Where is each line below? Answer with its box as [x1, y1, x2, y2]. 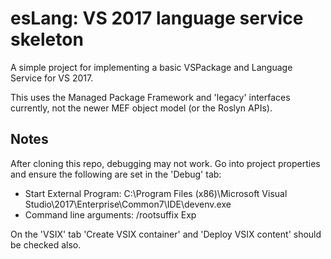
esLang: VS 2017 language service [10, 7, 304, 30]
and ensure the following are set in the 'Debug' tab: [10, 168, 222, 180]
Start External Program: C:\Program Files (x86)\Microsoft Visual [24, 187, 288, 199]
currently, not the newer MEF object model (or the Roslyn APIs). [10, 102, 273, 114]
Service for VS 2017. [10, 72, 94, 84]
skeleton [10, 28, 84, 51]
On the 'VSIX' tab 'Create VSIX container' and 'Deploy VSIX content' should [10, 228, 322, 240]
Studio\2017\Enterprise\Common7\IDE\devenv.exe [24, 198, 232, 210]
